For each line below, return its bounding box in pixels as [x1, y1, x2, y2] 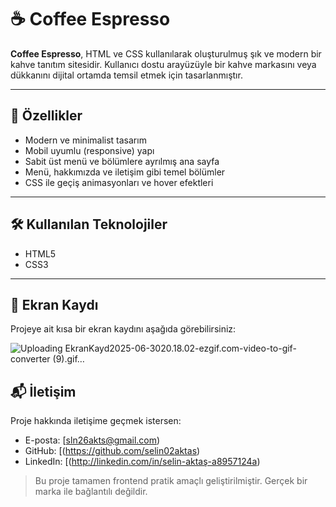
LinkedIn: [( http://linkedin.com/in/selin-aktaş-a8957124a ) [24, 456, 261, 468]
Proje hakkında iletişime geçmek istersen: [10, 415, 182, 427]
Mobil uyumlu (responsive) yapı [24, 144, 155, 156]
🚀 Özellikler [10, 107, 83, 125]
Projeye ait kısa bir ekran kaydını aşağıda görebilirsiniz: [10, 323, 237, 335]
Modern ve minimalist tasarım [24, 134, 147, 146]
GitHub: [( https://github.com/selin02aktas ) [24, 445, 201, 457]
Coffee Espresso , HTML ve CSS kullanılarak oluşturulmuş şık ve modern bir [10, 47, 322, 60]
